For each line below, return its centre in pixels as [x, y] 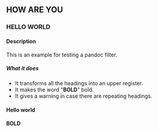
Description [21, 41]
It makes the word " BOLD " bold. [54, 90]
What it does [22, 68]
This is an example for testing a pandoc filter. [62, 55]
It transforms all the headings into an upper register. [79, 83]
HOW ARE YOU [35, 10]
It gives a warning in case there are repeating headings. [83, 96]
